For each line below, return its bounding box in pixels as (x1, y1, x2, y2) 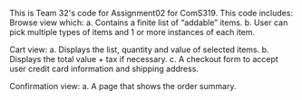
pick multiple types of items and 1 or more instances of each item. (9, 27, 256, 37)
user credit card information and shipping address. (9, 63, 200, 74)
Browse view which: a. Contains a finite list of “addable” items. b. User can (9, 17, 288, 28)
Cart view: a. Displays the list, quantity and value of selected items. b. (9, 44, 269, 55)
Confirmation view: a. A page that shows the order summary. (9, 81, 237, 91)
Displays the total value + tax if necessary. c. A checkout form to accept (9, 54, 278, 64)
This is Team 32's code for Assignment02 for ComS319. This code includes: (9, 8, 293, 18)
